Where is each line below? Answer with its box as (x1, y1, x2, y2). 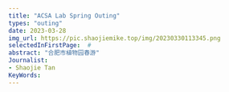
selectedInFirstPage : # (8, 42, 92, 50)
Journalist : (8, 57, 48, 65)
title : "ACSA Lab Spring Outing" (8, 11, 121, 20)
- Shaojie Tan (8, 64, 56, 72)
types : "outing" (8, 19, 63, 27)
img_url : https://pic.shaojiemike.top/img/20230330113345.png (8, 34, 221, 42)
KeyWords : (8, 71, 42, 79)
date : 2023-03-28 (8, 26, 67, 34)
